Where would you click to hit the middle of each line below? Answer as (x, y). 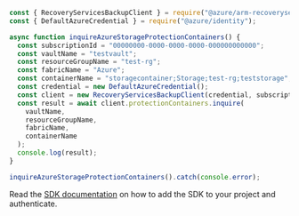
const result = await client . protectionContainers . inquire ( (131, 103)
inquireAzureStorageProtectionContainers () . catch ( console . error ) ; (135, 177)
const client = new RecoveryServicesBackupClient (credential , (135, 95)
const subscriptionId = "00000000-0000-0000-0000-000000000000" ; (141, 45)
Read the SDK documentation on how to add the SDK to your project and (142, 194)
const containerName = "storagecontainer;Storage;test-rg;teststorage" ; (155, 79)
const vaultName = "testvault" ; (77, 53)
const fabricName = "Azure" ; (71, 70)
